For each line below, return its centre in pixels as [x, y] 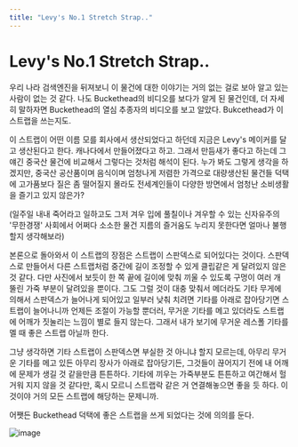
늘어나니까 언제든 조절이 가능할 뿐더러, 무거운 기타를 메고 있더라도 [146, 310]
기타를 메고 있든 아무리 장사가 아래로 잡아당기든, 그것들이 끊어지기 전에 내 [145, 363]
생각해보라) [45, 235]
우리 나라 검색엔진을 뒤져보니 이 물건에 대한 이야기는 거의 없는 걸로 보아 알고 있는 [149, 87]
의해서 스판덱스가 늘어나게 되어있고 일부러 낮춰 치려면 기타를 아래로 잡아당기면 [145, 299]
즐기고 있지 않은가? [51, 195]
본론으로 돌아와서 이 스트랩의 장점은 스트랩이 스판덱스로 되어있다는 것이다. [137, 255]
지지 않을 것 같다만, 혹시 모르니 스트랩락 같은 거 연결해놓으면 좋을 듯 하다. [152, 385]
